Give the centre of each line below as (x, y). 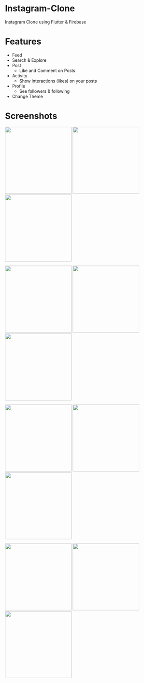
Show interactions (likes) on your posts (58, 81)
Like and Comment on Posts (47, 70)
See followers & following (44, 91)
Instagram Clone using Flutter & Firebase (46, 22)
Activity (20, 75)
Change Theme (28, 96)
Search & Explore (29, 60)
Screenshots (31, 116)
